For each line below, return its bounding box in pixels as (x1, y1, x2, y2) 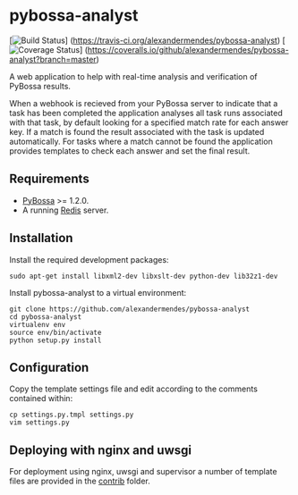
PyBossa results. (9, 80, 72, 91)
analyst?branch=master (9, 54, 97, 64)
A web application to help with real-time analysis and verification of (9, 71, 258, 81)
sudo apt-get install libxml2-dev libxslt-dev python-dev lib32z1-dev (9, 272, 278, 281)
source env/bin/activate (9, 328, 102, 337)
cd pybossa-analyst (9, 312, 82, 322)
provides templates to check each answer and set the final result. (9, 145, 251, 156)
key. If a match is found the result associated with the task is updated (9, 126, 265, 137)
